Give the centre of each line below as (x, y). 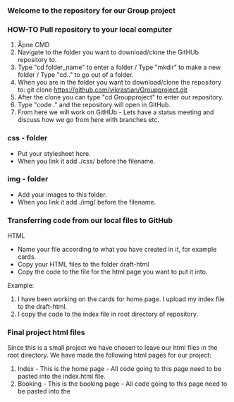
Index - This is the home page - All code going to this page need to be (119, 369)
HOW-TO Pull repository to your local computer (90, 29)
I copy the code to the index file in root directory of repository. (108, 314)
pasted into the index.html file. (61, 377)
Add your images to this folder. (62, 194)
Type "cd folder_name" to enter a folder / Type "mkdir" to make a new (119, 67)
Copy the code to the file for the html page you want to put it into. (112, 272)
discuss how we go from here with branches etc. (88, 120)
